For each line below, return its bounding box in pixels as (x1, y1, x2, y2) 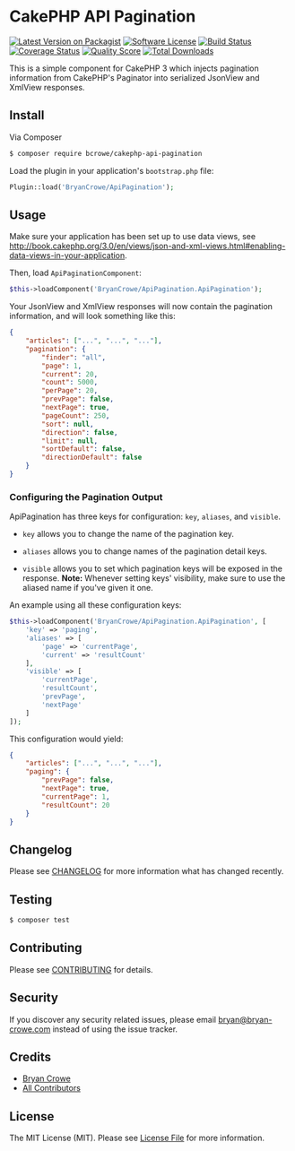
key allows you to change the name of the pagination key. (22, 529, 235, 540)
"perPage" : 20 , (41, 386, 99, 395)
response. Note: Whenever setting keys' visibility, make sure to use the (22, 573, 286, 584)
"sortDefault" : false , (41, 445, 126, 454)
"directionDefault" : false (41, 453, 143, 463)
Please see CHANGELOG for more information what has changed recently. (9, 866, 284, 877)
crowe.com (9, 1024, 51, 1034)
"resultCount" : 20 (41, 801, 110, 809)
